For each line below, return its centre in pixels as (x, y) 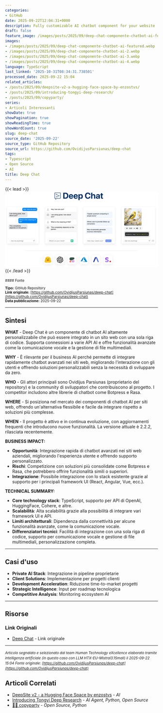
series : (13, 103)
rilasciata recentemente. (29, 432)
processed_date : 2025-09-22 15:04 (40, 77)
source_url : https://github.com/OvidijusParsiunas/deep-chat (68, 149)
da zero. (13, 373)
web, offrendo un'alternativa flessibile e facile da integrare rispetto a (73, 407)
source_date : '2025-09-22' (32, 139)
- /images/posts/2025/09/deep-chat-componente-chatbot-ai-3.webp (72, 56)
